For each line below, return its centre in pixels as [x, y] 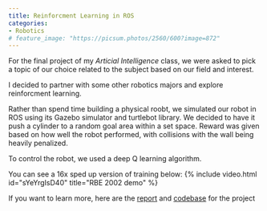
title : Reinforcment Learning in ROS [71, 16]
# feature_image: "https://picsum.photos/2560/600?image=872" [114, 38]
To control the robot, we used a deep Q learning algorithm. [105, 159]
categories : [28, 23]
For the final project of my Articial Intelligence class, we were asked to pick [132, 61]
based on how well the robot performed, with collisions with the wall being [131, 135]
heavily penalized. [38, 143]
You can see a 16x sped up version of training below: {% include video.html [133, 174]
